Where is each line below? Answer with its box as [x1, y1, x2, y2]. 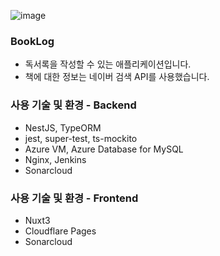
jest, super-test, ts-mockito [24, 132, 138, 144]
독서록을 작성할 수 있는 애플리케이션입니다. [24, 58, 192, 70]
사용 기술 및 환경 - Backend [10, 98, 137, 112]
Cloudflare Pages [24, 225, 97, 237]
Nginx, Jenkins [24, 153, 87, 165]
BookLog [10, 34, 55, 48]
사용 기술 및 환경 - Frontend [10, 191, 139, 205]
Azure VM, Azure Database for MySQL [24, 143, 184, 155]
